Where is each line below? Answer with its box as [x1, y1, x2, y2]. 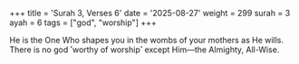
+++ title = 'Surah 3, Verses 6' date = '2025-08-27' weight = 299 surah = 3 [9, 8, 291, 18]
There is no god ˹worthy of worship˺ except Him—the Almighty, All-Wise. [9, 44, 280, 55]
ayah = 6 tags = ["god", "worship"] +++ [9, 17, 157, 28]
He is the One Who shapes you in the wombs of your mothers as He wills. [9, 35, 284, 45]
